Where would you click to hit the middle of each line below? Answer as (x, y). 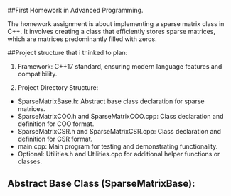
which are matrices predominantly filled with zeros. (82, 39)
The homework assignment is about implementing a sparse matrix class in (116, 24)
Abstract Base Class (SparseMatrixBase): (101, 184)
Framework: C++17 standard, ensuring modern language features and (120, 66)
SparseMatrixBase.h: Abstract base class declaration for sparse (111, 101)
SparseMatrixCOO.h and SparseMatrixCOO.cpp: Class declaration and (120, 116)
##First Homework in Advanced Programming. (75, 10)
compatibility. (37, 74)
